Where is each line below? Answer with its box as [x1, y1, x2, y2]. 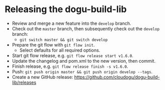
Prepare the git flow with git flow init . [12, 41, 95, 48]
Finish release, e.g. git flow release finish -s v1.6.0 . [12, 63, 129, 69]
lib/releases [12, 79, 36, 85]
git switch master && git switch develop [19, 37, 108, 42]
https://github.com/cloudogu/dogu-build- [74, 74, 160, 80]
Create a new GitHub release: [12, 74, 73, 80]
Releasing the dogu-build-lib [5, 4, 127, 15]
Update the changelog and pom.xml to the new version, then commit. [12, 58, 156, 64]
